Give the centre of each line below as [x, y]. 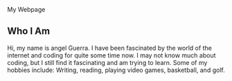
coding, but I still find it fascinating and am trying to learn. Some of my [107, 62]
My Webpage [26, 9]
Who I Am [29, 31]
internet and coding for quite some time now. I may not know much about [111, 55]
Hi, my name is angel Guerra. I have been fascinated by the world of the [110, 48]
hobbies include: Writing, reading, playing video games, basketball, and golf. [116, 70]
